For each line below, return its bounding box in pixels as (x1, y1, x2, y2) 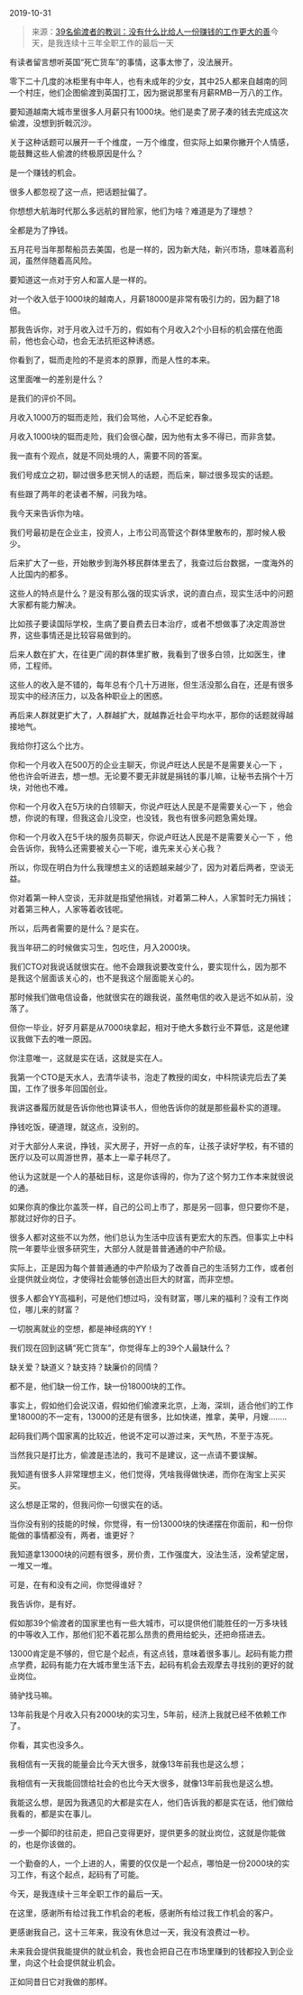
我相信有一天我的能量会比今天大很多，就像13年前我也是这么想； (9, 1759, 247, 1769)
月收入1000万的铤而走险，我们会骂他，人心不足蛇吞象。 (9, 412, 218, 422)
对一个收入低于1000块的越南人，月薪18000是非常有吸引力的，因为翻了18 (9, 293, 280, 304)
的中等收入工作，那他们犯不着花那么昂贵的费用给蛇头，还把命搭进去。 (9, 1629, 271, 1639)
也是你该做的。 (24, 1839, 81, 1849)
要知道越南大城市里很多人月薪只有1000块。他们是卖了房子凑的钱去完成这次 (9, 106, 289, 116)
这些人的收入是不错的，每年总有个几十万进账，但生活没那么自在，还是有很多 (9, 679, 294, 689)
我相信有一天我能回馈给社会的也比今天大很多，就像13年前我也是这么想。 (9, 1778, 279, 1788)
